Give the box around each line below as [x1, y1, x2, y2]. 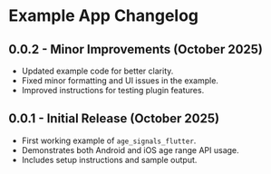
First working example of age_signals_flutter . [21, 135, 197, 146]
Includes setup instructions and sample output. [21, 154, 198, 165]
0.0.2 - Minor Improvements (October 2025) [8, 42, 264, 57]
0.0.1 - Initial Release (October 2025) [8, 111, 219, 127]
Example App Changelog [8, 5, 199, 26]
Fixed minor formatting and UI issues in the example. [21, 75, 219, 86]
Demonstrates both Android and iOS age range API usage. [21, 144, 239, 155]
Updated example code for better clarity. [21, 65, 174, 76]
